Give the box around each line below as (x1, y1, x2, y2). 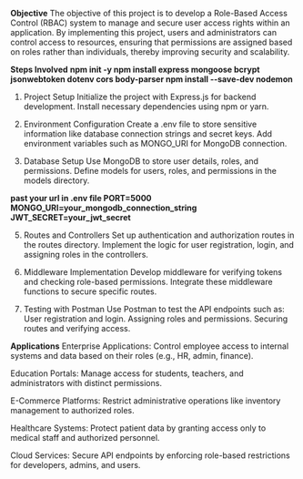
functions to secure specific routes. (23, 286, 157, 297)
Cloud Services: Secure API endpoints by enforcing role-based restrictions (10, 450, 290, 461)
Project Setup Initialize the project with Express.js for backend (23, 91, 257, 102)
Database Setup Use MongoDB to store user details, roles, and (23, 156, 258, 167)
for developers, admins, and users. (10, 460, 141, 470)
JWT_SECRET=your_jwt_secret (10, 212, 131, 222)
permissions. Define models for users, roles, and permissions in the (23, 166, 277, 176)
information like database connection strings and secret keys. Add (23, 128, 272, 139)
